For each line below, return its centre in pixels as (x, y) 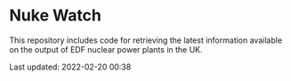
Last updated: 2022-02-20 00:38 (70, 67)
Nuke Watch (56, 16)
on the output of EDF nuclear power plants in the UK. (106, 49)
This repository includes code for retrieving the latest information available (146, 40)
